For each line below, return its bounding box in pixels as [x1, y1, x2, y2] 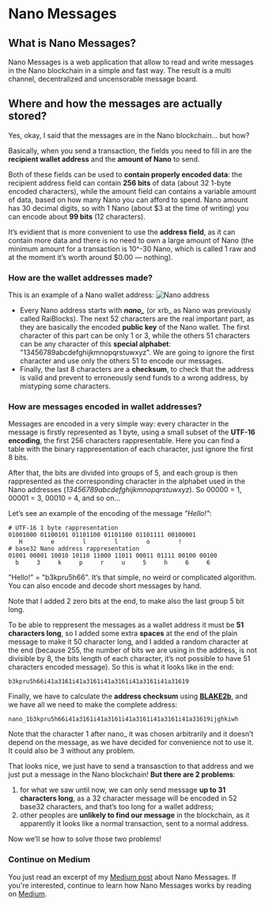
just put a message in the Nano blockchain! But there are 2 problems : [8, 770, 236, 779]
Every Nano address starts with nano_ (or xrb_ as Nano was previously [19, 306, 252, 315]
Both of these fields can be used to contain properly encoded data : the [8, 170, 243, 179]
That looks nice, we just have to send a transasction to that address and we [8, 762, 255, 771]
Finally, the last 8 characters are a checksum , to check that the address [19, 365, 255, 374]
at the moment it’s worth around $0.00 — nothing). [8, 252, 173, 262]
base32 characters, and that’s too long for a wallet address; [19, 802, 214, 812]
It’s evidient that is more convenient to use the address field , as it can [8, 227, 236, 236]
